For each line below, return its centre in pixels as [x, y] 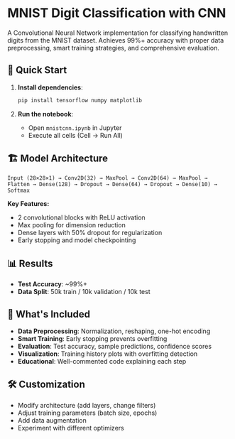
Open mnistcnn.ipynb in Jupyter [75, 128]
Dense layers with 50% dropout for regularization [90, 233]
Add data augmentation [52, 420]
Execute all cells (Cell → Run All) [75, 135]
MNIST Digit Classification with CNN [117, 13]
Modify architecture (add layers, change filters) [87, 405]
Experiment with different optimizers [71, 428]
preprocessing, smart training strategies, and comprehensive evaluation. [114, 48]
